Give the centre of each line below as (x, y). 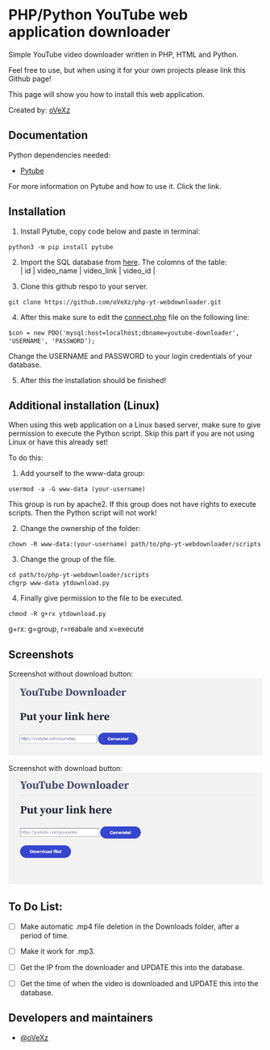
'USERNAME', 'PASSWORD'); (52, 341)
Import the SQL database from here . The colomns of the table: (123, 262)
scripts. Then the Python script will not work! (83, 513)
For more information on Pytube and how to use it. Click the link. (115, 186)
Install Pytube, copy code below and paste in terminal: (110, 231)
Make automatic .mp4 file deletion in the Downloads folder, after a (129, 926)
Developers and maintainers (81, 1018)
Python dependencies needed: (60, 154)
